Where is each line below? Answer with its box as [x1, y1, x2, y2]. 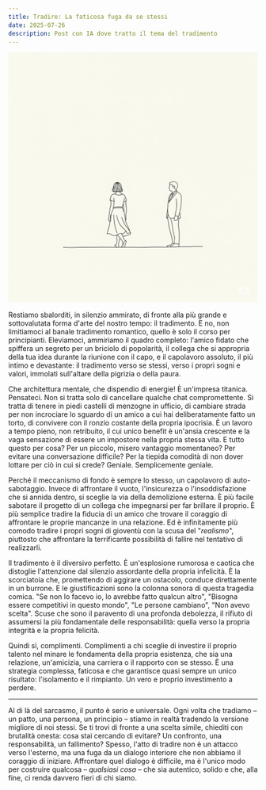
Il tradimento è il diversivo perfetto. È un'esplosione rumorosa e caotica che [8, 559, 255, 568]
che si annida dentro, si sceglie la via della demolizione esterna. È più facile [8, 492, 254, 502]
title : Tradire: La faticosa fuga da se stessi [8, 13, 169, 21]
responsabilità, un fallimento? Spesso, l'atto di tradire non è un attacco [8, 739, 238, 749]
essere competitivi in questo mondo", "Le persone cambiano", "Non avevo [8, 601, 250, 610]
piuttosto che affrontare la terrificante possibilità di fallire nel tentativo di [8, 535, 244, 544]
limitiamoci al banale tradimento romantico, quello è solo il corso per [8, 327, 231, 337]
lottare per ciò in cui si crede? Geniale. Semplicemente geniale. [8, 460, 214, 470]
